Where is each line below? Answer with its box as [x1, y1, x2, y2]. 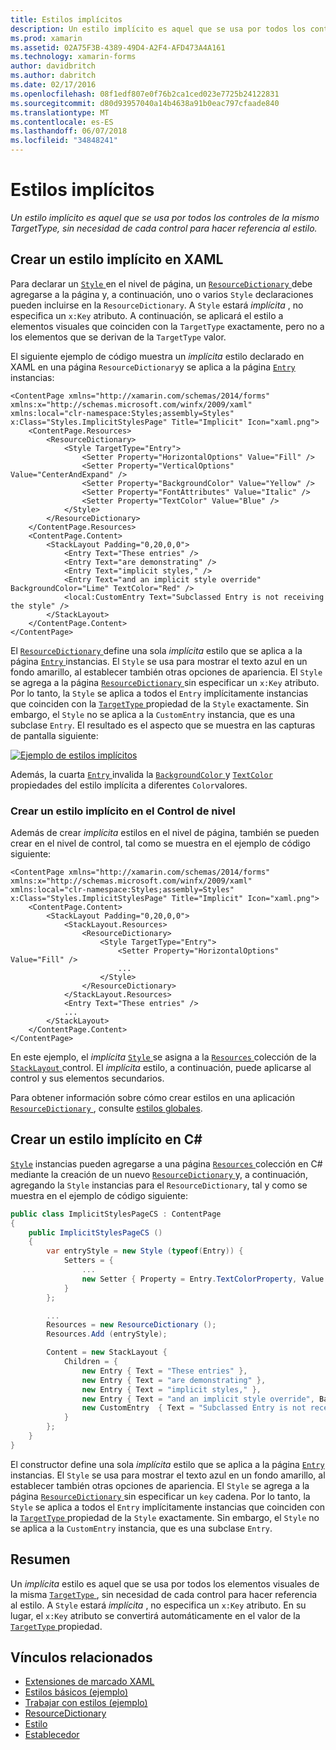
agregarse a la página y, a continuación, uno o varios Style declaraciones [10, 288, 314, 300]
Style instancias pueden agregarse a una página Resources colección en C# [10, 1157, 323, 1170]
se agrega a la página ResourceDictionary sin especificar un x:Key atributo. [10, 676, 320, 688]
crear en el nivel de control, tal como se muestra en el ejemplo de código [10, 837, 311, 850]
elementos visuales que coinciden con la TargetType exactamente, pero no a [10, 320, 325, 332]
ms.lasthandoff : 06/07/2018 [10, 126, 128, 136]
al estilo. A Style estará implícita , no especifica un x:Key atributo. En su [10, 1599, 307, 1611]
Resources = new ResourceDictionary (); [46, 1320, 217, 1330]
